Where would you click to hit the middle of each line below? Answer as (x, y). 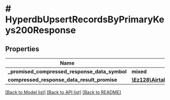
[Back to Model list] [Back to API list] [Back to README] (63, 92)
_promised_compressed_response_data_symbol (67, 71)
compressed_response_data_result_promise (62, 80)
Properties (22, 49)
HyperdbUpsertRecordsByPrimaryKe (85, 19)
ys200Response (40, 30)
